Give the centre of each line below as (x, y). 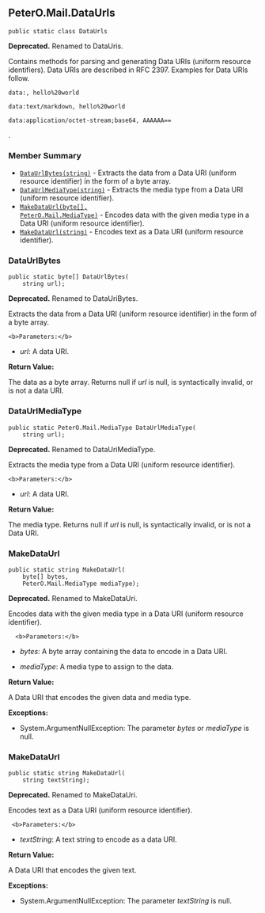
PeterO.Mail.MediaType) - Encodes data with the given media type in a (134, 215)
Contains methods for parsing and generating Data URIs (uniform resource (130, 61)
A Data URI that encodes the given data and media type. (100, 697)
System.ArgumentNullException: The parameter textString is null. (125, 901)
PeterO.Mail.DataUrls (62, 13)
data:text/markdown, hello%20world (67, 106)
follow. (19, 78)
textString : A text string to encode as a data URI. (98, 839)
